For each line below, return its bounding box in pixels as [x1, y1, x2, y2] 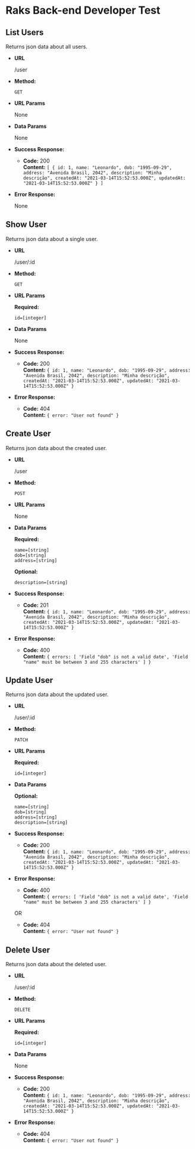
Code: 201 [23, 601, 49, 608]
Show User [5, 220, 47, 230]
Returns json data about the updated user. [5, 691, 109, 698]
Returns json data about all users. [5, 43, 87, 50]
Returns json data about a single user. [5, 235, 98, 242]
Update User [5, 675, 54, 685]
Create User [5, 429, 51, 439]
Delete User [5, 945, 51, 955]
